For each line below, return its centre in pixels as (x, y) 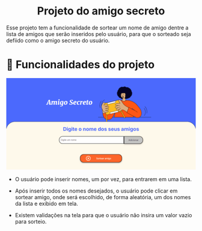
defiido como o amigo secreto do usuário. (58, 40)
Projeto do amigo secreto (101, 11)
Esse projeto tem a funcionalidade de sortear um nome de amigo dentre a (97, 28)
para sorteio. (31, 221)
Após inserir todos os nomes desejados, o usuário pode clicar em (96, 191)
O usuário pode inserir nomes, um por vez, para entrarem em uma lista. (103, 179)
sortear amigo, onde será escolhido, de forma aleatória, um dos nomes (103, 197)
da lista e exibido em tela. (46, 203)
